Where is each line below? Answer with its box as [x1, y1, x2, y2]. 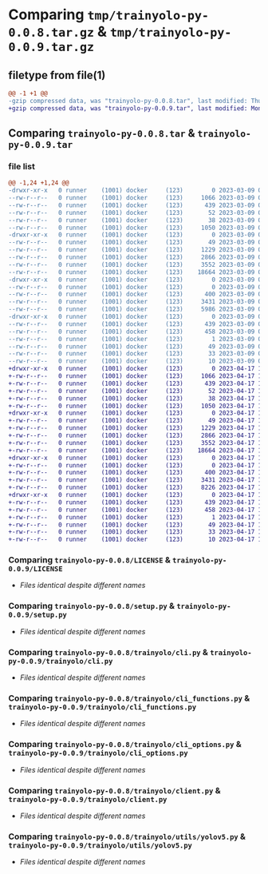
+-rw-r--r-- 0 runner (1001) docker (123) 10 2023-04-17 [8, 535, 255, 544]
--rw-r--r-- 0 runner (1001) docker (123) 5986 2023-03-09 [8, 305, 255, 313]
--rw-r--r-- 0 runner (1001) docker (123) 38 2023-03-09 [8, 216, 255, 224]
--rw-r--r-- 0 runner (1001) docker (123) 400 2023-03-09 [8, 290, 255, 299]
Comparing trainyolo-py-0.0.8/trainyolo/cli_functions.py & [8, 693, 250, 704]
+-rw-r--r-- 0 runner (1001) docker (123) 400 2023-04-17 [8, 469, 255, 477]
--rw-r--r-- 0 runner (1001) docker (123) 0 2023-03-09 [8, 283, 255, 291]
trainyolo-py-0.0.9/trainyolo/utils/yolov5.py [8, 840, 193, 850]
